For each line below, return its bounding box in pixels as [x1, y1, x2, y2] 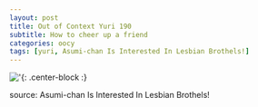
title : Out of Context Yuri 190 [9, 22, 132, 31]
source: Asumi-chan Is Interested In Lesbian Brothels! [9, 90, 211, 101]
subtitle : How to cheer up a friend [9, 30, 148, 39]
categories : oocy [9, 38, 75, 48]
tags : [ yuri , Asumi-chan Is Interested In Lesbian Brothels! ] [9, 47, 250, 56]
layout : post [9, 13, 59, 23]
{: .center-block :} [21, 72, 88, 83]
